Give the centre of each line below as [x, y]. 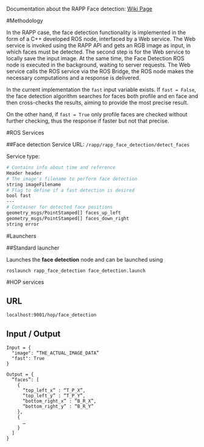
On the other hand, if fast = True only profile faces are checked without [97, 114]
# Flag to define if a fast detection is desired [71, 190]
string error [23, 224]
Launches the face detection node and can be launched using [85, 259]
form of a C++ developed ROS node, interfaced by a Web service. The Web [101, 39]
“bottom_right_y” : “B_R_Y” [58, 407]
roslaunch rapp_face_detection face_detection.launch [76, 271]
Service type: [23, 156]
